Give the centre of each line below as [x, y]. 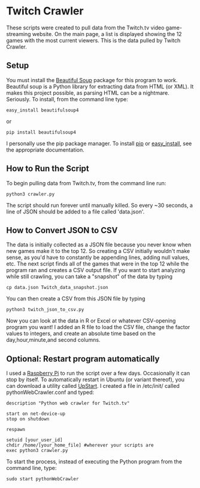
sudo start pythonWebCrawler [43, 479]
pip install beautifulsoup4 [41, 132]
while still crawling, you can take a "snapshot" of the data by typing [89, 276]
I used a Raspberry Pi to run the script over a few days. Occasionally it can [98, 373]
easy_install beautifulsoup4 [43, 110]
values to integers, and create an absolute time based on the [81, 333]
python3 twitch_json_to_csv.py [45, 310]
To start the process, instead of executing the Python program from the [94, 462]
